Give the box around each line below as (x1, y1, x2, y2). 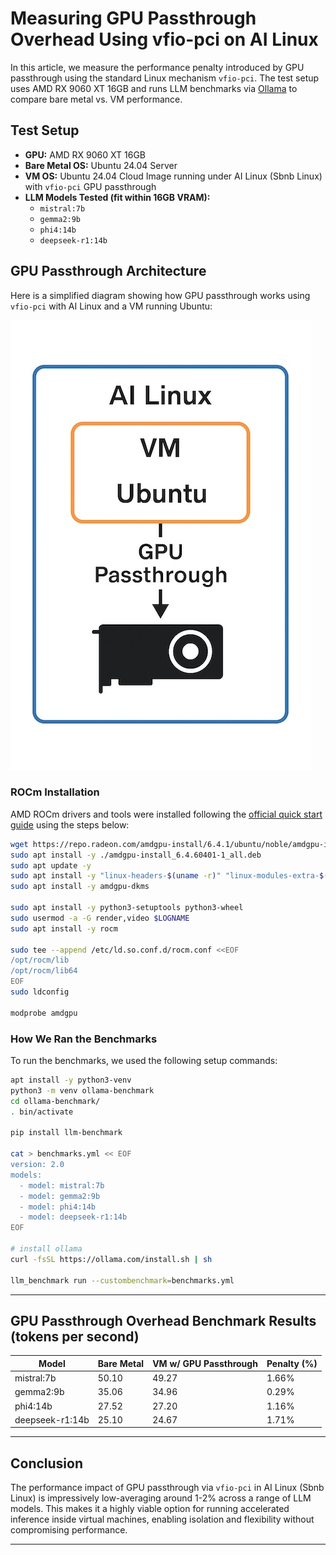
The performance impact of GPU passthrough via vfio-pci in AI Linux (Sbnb (10, 1482, 325, 1494)
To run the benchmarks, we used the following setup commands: (10, 1055, 278, 1067)
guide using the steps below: (10, 818, 130, 831)
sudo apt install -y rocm (10, 923, 118, 934)
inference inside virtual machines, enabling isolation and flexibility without (10, 1513, 315, 1526)
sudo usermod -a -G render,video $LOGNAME (10, 913, 190, 923)
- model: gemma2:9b (19, 1191, 101, 1201)
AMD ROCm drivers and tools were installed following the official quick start (10, 808, 323, 820)
